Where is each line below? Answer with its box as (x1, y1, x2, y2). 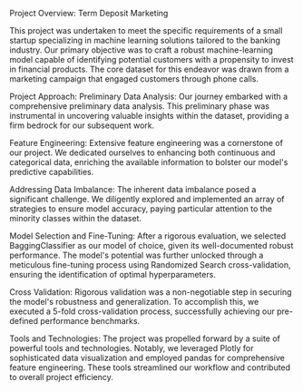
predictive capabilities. (9, 167, 94, 177)
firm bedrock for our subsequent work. (9, 120, 155, 131)
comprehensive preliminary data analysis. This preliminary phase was (9, 101, 270, 112)
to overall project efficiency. (9, 372, 113, 382)
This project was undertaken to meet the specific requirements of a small (9, 25, 283, 35)
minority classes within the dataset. (9, 213, 142, 223)
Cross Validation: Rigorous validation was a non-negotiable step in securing (9, 287, 292, 298)
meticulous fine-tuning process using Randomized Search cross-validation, (9, 259, 292, 270)
